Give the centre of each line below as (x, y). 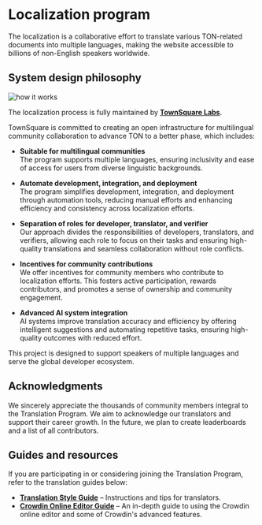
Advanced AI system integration (74, 312)
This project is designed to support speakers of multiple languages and (124, 353)
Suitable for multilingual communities (82, 151)
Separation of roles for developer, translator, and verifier (114, 223)
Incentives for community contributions (86, 264)
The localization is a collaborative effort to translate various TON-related (125, 36)
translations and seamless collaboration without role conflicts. (144, 248)
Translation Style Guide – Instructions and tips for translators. (120, 497)
